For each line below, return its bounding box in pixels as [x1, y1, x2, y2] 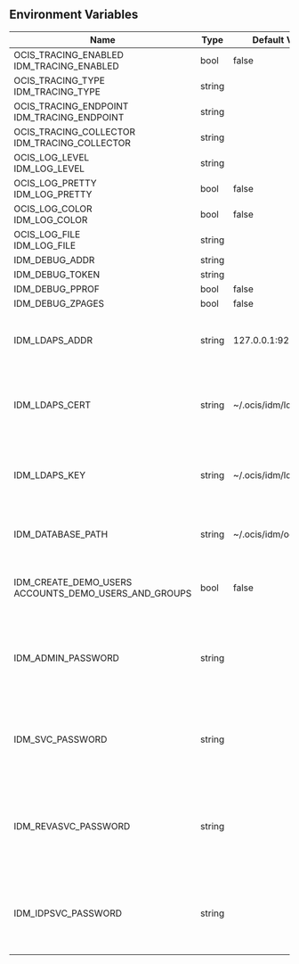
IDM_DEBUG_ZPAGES [13, 297, 105, 309]
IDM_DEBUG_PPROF [13, 283, 100, 295]
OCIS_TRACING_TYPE [13, 74, 105, 87]
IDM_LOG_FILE [13, 239, 77, 251]
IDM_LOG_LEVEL [13, 162, 85, 175]
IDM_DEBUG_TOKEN [13, 268, 101, 280]
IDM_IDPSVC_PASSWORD [13, 907, 123, 919]
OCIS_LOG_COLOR [13, 202, 93, 215]
